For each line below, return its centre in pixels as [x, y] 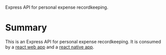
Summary [26, 28]
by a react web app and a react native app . [50, 47]
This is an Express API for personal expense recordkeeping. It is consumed [83, 41]
